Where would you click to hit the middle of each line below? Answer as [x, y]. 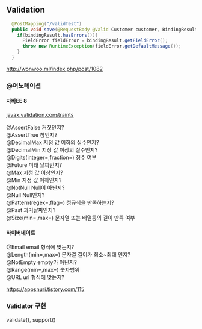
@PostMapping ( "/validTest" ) [47, 23]
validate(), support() [31, 319]
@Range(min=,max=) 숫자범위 [43, 270]
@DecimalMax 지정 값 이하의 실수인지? [53, 143]
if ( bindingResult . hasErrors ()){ [57, 35]
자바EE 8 [17, 101]
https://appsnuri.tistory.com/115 [45, 289]
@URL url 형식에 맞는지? [35, 277]
